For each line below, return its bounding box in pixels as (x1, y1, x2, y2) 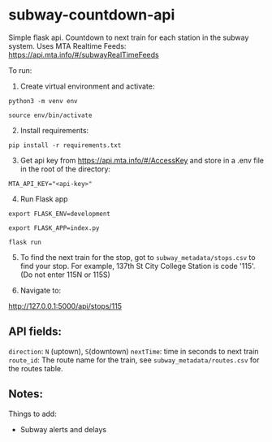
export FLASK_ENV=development (8, 210, 111, 218)
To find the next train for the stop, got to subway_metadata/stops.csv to (19, 252, 256, 262)
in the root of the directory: (19, 164, 111, 174)
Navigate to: (19, 285, 62, 295)
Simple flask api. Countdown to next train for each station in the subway (8, 32, 249, 42)
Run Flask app (19, 193, 68, 204)
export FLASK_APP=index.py (8, 223, 100, 232)
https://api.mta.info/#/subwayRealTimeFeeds (8, 50, 160, 59)
